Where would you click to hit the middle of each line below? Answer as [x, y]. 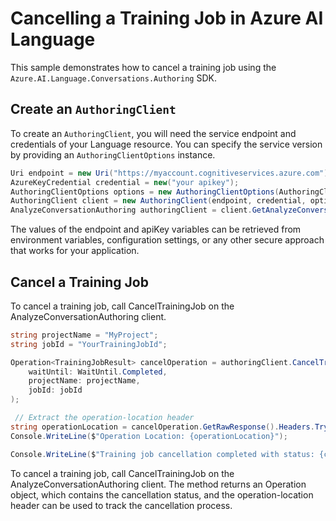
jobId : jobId [55, 390]
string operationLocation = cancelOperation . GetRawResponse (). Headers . [162, 427]
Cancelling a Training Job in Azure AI [167, 18]
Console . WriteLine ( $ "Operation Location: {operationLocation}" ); [149, 436]
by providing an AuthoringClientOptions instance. [113, 154]
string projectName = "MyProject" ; [84, 335]
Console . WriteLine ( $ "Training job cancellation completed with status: [162, 454]
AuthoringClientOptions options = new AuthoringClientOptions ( [145, 192]
